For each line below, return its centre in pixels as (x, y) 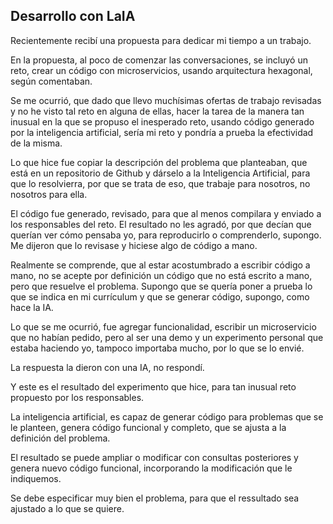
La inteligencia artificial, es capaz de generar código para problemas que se (167, 416)
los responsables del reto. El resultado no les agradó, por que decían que (161, 224)
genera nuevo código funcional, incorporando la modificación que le (151, 468)
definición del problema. (60, 438)
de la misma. (36, 143)
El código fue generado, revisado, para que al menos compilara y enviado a (166, 213)
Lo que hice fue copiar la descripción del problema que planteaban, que (159, 162)
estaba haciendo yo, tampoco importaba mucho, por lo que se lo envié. (157, 348)
